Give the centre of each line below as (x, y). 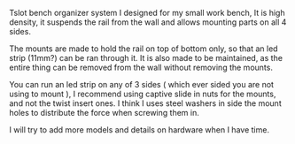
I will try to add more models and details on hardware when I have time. (140, 130)
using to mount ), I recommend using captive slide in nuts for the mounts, (143, 94)
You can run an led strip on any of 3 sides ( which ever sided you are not (142, 84)
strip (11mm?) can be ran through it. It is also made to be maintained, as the (146, 58)
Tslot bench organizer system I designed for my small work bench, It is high (147, 13)
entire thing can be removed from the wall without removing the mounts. (141, 67)
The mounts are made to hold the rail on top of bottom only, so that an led (144, 49)
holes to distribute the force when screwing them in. (104, 113)
